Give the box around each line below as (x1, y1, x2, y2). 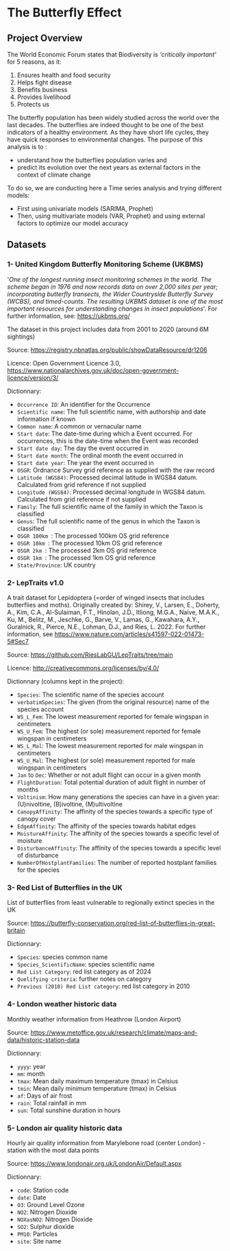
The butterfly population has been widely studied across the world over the (7, 113, 220, 122)
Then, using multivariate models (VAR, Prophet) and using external (16, 212, 205, 220)
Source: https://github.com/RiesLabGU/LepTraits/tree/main (7, 651, 173, 659)
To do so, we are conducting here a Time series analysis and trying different (7, 184, 222, 192)
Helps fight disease (16, 78, 72, 87)
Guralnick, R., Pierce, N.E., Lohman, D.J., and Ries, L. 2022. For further (7, 622, 206, 631)
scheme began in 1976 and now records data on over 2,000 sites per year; (7, 282, 218, 291)
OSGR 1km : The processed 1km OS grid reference (16, 553, 156, 561)
